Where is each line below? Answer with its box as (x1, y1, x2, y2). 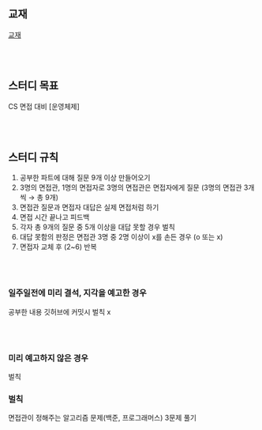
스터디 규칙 (8, 151, 59, 164)
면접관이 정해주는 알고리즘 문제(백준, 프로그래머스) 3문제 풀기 (8, 413, 197, 423)
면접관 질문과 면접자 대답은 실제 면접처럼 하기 (19, 202, 159, 212)
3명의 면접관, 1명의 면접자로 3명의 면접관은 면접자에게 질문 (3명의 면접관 (19, 183, 242, 192)
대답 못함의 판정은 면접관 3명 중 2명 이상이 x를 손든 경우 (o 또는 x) (19, 232, 223, 242)
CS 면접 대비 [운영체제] (8, 101, 80, 111)
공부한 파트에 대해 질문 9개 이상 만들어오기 (19, 173, 151, 183)
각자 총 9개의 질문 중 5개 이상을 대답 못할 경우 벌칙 (19, 222, 175, 232)
